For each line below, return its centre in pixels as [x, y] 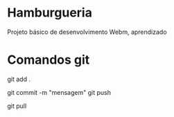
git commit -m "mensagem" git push [59, 92]
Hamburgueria [50, 13]
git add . [19, 79]
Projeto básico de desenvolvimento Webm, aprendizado [87, 32]
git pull [17, 106]
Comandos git [49, 60]
